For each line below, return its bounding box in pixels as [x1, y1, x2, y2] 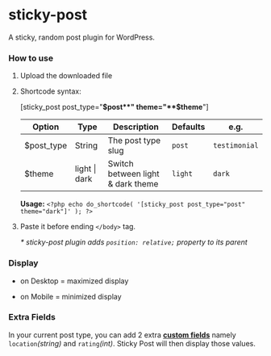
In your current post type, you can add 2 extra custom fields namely [8, 329, 236, 340]
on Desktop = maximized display [19, 276, 129, 286]
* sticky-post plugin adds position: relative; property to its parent [19, 237, 248, 247]
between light [107, 168, 160, 179]
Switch [107, 158, 135, 170]
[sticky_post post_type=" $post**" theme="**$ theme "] [19, 103, 209, 112]
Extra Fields [8, 312, 56, 323]
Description [112, 121, 159, 132]
